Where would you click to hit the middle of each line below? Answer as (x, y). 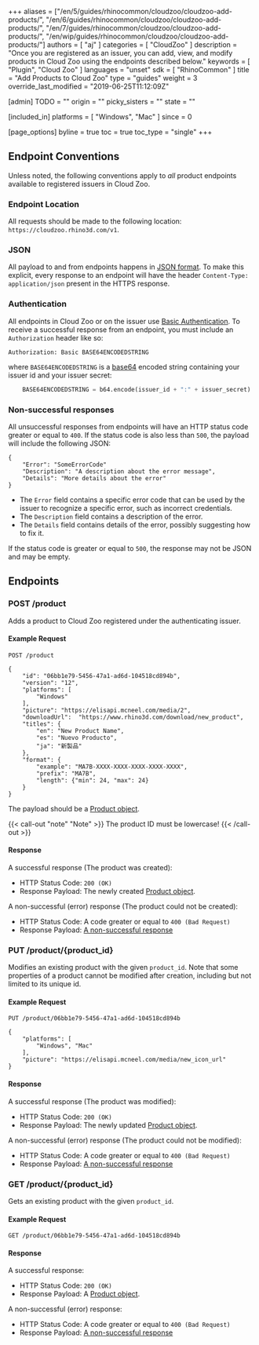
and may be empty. (39, 556)
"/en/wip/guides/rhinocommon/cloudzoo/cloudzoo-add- (137, 36)
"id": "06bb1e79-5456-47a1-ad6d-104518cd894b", (101, 676)
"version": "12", (51, 683)
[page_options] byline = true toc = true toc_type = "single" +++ (110, 132)
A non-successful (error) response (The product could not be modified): (125, 1140)
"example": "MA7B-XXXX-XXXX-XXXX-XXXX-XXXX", (112, 767)
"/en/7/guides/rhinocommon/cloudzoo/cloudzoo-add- (133, 28)
